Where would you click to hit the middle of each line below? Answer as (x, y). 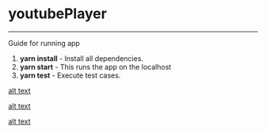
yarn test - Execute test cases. (70, 75)
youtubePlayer (57, 14)
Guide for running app (44, 43)
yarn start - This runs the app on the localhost (95, 66)
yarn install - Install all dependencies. (82, 58)
